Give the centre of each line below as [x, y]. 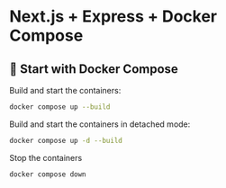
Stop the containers [46, 157]
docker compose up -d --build [66, 140]
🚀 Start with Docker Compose [94, 69]
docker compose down [48, 174]
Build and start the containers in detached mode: [100, 124]
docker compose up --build [60, 107]
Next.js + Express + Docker [113, 17]
